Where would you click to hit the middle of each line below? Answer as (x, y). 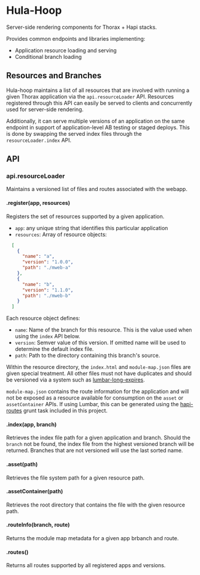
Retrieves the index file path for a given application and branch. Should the (98, 438)
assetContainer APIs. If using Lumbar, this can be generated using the (93, 404)
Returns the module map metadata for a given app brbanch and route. (93, 538)
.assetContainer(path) (35, 491)
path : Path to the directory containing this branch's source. (87, 356)
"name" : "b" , (38, 284)
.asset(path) (22, 464)
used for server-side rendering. (45, 109)
